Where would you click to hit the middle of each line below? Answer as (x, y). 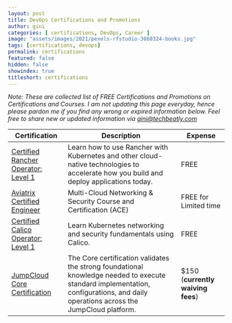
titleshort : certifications (48, 77)
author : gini (27, 26)
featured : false (31, 58)
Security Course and (101, 201)
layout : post (27, 13)
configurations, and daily (108, 293)
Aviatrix (23, 193)
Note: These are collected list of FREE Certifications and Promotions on (109, 97)
